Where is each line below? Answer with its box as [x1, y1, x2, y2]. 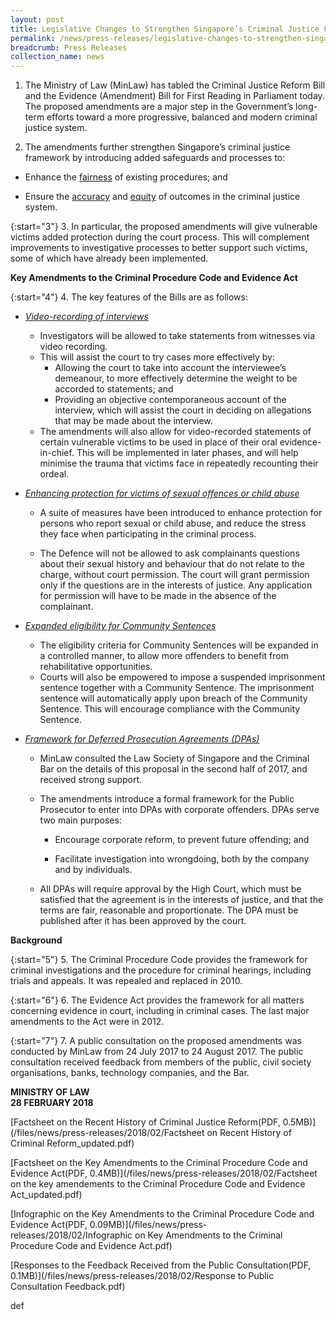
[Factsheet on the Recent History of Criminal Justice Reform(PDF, [10, 1116, 281, 1128]
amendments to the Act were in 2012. [10, 1016, 165, 1028]
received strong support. [39, 774, 143, 786]
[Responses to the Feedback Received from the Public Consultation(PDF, [10, 1259, 312, 1271]
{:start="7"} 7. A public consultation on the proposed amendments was [10, 1035, 302, 1047]
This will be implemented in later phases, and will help [76, 447, 299, 459]
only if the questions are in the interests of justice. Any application [39, 579, 313, 591]
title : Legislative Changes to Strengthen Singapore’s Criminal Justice [10, 24, 320, 34]
